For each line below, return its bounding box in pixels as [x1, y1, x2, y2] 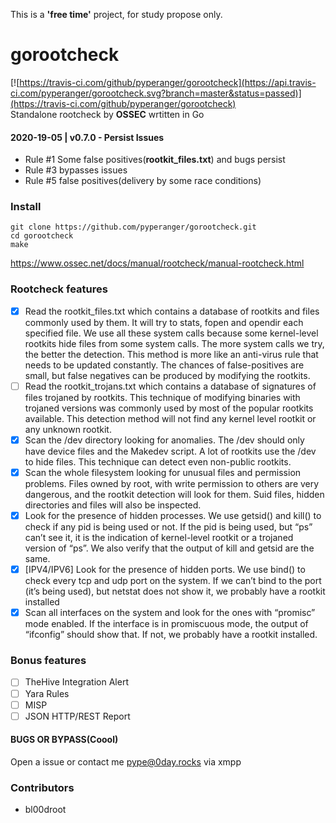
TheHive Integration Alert [24, 676, 129, 688]
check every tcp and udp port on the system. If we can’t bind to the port [24, 575, 322, 587]
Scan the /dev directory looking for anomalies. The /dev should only [24, 434, 305, 446]
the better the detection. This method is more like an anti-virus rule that [24, 348, 319, 360]
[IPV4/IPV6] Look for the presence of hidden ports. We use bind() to [24, 564, 306, 576]
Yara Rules [24, 687, 70, 699]
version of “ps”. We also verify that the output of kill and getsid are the [24, 542, 315, 554]
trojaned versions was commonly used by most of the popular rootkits [24, 402, 314, 414]
